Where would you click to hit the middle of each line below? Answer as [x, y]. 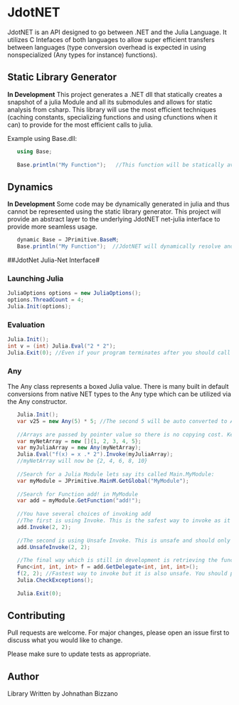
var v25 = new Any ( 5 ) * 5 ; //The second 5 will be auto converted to [122, 421]
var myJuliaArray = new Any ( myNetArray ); [79, 448]
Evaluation [26, 325]
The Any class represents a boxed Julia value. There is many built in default [118, 387]
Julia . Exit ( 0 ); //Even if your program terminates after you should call [119, 352]
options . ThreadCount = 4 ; [46, 300]
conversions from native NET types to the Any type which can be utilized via [119, 394]
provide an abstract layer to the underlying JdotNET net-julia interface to [114, 219]
